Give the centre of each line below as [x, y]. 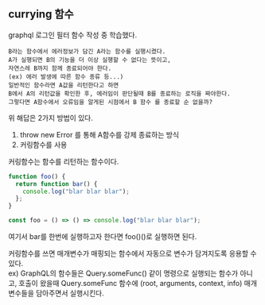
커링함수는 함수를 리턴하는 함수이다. [64, 161]
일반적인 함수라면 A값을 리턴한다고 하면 [64, 85]
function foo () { [37, 176]
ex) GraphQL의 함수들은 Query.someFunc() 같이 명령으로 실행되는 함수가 [123, 273]
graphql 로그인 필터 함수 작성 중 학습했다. [73, 35]
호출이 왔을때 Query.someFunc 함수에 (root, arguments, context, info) [131, 284]
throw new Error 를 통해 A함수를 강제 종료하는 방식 [99, 134]
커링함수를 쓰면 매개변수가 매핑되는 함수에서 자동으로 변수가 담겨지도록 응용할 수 [132, 253]
